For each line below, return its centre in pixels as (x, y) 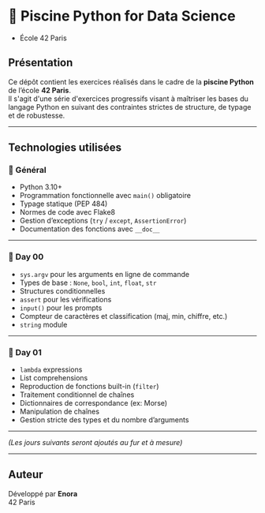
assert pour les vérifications (65, 299)
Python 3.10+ (41, 187)
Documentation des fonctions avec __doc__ (90, 229)
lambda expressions (51, 369)
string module (43, 324)
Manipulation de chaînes (60, 412)
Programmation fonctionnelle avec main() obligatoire (105, 196)
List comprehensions (54, 378)
